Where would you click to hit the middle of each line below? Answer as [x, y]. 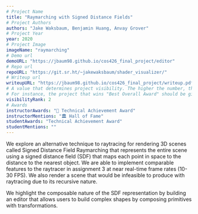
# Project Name [25, 12]
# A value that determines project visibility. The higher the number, [96, 89]
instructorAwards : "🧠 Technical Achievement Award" [71, 111]
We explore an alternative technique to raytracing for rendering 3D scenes [96, 144]
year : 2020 [19, 39]
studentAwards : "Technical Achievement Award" [64, 122]
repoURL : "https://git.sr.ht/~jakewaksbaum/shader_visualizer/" [87, 72]
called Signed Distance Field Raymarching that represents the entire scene [97, 150]
